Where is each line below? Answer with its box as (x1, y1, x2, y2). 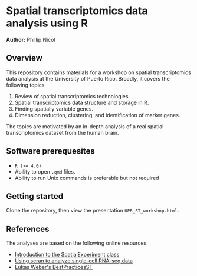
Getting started (6, 191, 64, 201)
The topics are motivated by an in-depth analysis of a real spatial (6, 122, 164, 130)
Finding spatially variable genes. (14, 105, 93, 112)
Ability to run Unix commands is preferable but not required (14, 174, 159, 181)
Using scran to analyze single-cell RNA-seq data (14, 257, 133, 264)
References (6, 224, 50, 234)
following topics (6, 81, 45, 88)
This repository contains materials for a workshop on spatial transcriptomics (6, 69, 192, 76)
